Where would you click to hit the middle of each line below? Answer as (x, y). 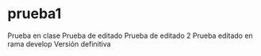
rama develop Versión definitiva (59, 43)
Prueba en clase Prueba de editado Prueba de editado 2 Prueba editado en (130, 35)
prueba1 (35, 14)
